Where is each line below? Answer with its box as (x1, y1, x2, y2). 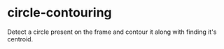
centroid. (7, 35, 34, 43)
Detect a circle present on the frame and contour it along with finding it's (7, 28, 217, 36)
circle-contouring (7, 5, 112, 21)
